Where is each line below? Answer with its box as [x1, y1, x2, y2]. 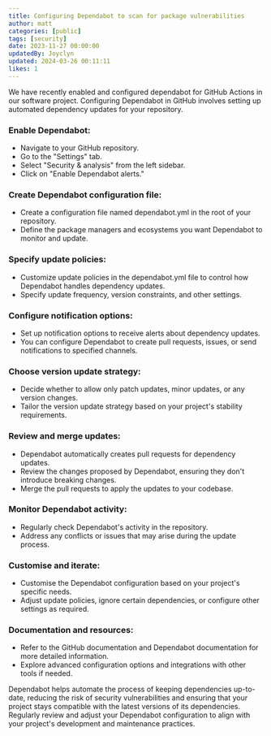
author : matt [8, 19, 53, 28]
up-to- [233, 684, 256, 695]
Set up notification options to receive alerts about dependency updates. [19, 328, 261, 338]
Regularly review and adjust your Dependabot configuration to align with [8, 710, 251, 720]
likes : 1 [8, 65, 38, 73]
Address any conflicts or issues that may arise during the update [19, 530, 237, 540]
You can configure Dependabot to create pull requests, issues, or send [19, 336, 257, 346]
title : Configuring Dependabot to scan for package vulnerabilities [8, 11, 245, 20]
